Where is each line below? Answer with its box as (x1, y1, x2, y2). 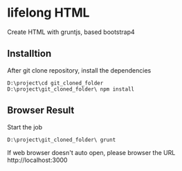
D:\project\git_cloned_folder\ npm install (7, 85, 135, 93)
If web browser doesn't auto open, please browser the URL (7, 148, 176, 156)
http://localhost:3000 (7, 156, 68, 164)
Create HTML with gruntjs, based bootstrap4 (7, 28, 135, 36)
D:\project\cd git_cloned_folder (7, 80, 104, 87)
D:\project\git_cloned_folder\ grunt (7, 136, 116, 143)
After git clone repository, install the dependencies (7, 66, 152, 74)
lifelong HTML (7, 5, 90, 21)
